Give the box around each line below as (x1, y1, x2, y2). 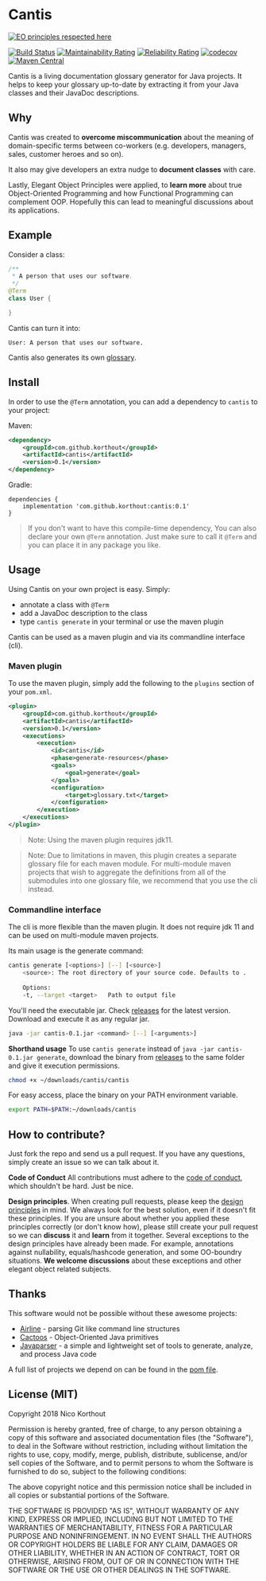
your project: (8, 405, 50, 415)
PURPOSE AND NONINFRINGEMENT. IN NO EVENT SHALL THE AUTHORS (8, 1531, 253, 1540)
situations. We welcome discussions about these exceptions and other (8, 1256, 242, 1266)
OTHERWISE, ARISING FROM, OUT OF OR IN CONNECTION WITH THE (8, 1556, 240, 1566)
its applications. (8, 205, 60, 215)
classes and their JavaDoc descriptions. (8, 88, 140, 97)
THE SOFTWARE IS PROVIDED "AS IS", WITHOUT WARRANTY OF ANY (8, 1505, 240, 1515)
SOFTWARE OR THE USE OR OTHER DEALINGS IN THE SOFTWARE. (8, 1565, 231, 1575)
